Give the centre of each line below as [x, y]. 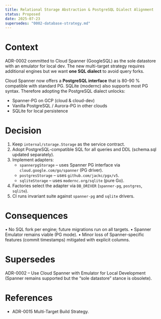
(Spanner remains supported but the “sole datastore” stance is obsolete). [79, 278]
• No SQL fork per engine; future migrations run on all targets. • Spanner [78, 230]
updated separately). [33, 155]
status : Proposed [23, 14]
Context [22, 47]
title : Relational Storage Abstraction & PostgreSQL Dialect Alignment [79, 10]
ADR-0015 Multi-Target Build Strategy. [50, 311]
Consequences [37, 216]
